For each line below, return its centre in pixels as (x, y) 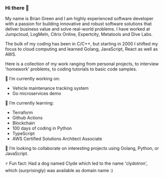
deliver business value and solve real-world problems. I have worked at (78, 29)
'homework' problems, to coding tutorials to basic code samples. (71, 69)
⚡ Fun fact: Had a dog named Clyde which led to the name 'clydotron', (76, 163)
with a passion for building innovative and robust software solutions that (79, 24)
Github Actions (27, 118)
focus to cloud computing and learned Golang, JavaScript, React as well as (82, 49)
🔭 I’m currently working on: (33, 79)
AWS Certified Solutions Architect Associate (57, 139)
